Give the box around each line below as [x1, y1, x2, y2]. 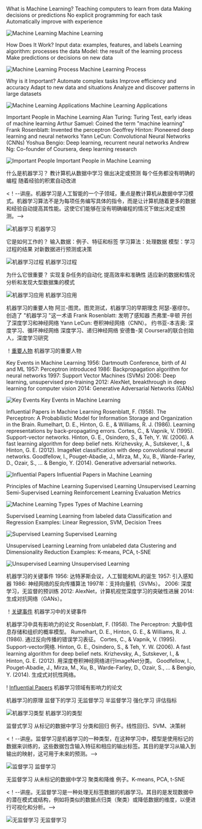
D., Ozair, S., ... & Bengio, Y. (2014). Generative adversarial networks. [6, 459, 177, 466]
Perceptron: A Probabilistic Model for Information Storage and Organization [6, 415, 192, 421]
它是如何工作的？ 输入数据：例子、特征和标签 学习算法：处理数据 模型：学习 [6, 238, 195, 245]
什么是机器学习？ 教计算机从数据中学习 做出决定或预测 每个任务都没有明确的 [6, 170, 195, 176]
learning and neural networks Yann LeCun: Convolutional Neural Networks [6, 132, 191, 140]
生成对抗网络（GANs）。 [6, 595, 66, 602]
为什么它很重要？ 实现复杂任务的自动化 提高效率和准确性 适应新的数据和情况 [6, 271, 195, 278]
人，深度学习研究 [6, 334, 49, 341]
